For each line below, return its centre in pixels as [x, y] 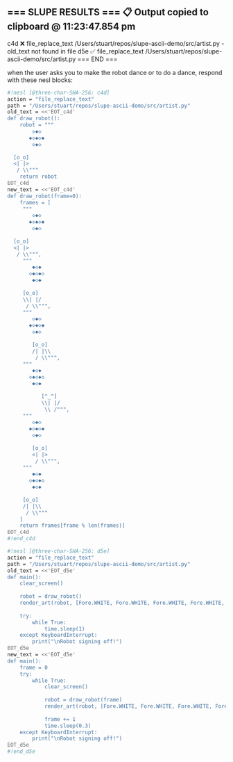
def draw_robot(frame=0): [44, 196]
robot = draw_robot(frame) [83, 700]
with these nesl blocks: [40, 80]
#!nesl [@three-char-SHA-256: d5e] [59, 551]
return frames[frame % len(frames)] [73, 526]
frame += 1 [60, 719]
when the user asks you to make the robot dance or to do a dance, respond [115, 72]
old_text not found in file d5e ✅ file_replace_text [76, 51]
